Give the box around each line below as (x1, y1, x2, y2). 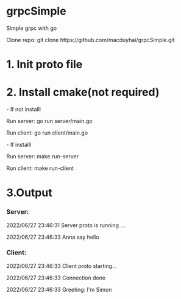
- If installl (6, 141, 32, 149)
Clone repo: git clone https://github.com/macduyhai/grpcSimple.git (6, 36, 175, 43)
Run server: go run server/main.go (6, 118, 93, 125)
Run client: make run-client (6, 164, 74, 172)
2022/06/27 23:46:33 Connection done (6, 274, 105, 281)
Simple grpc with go (6, 24, 57, 32)
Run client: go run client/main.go (6, 129, 88, 136)
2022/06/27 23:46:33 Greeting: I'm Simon (6, 286, 112, 293)
